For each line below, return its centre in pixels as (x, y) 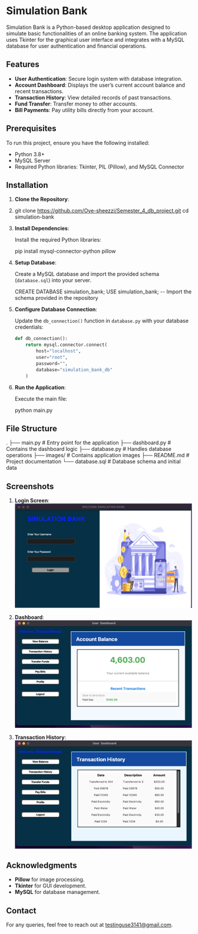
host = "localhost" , (59, 351)
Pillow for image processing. (49, 880)
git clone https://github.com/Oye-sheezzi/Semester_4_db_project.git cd (102, 211)
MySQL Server (32, 160)
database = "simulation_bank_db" (75, 369)
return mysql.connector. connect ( (67, 345)
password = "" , (52, 364)
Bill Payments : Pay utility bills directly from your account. (84, 110)
